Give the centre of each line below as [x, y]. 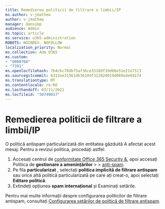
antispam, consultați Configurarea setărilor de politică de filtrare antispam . [83, 201]
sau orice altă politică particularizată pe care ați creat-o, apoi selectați [86, 175]
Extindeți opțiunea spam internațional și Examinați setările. [74, 186]
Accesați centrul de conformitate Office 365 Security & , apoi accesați [85, 159]
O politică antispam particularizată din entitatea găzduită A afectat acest [80, 144]
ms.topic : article [25, 33]
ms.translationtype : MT [30, 80]
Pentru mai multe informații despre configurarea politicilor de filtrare [76, 196]
